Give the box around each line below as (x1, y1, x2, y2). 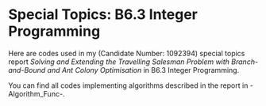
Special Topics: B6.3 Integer (8, 6, 199, 24)
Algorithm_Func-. (8, 89, 65, 98)
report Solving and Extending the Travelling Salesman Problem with (8, 57, 230, 66)
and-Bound (8, 65, 46, 74)
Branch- (231, 57, 259, 66)
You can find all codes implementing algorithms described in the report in (8, 81, 249, 90)
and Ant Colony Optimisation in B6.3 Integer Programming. (47, 65, 240, 74)
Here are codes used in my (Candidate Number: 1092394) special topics (8, 48, 245, 58)
